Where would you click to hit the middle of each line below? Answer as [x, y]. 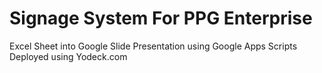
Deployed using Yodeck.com [68, 56]
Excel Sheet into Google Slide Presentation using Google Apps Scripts [153, 46]
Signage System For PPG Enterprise [161, 18]
